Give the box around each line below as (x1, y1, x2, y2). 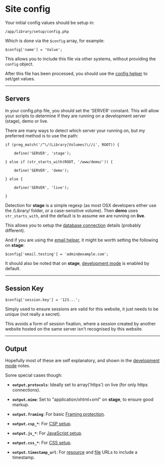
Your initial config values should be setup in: (5, 20, 95, 26)
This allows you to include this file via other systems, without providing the (5, 55, 156, 62)
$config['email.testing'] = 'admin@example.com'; (5, 252, 109, 257)
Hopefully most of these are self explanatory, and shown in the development (5, 358, 160, 363)
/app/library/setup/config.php (5, 29, 69, 34)
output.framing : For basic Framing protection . (12, 411, 106, 417)
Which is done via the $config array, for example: (5, 38, 105, 44)
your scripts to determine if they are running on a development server (5, 113, 146, 119)
